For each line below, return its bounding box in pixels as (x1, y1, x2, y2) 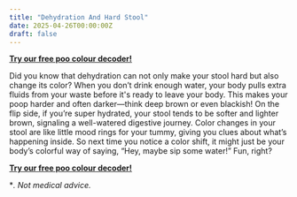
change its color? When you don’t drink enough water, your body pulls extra (9, 80, 286, 91)
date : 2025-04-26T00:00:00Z (9, 21, 113, 30)
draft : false (9, 29, 58, 38)
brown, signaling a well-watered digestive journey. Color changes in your (9, 117, 277, 128)
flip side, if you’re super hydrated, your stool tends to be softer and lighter (9, 108, 279, 119)
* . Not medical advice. (9, 180, 91, 191)
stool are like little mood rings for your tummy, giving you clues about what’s (9, 127, 287, 138)
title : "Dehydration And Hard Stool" (9, 12, 149, 22)
